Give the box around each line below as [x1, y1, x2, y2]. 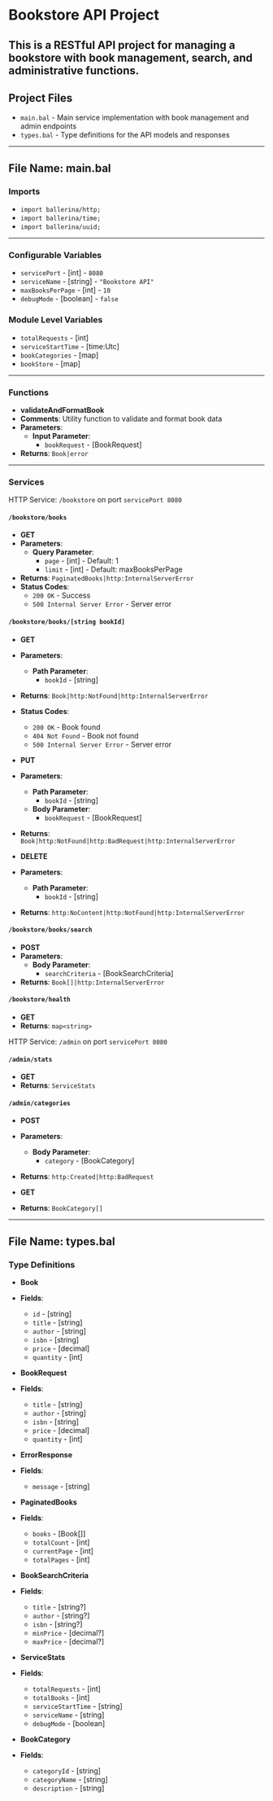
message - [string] [32, 1482, 90, 1492]
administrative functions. [8, 64, 140, 77]
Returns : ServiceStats [19, 1080, 96, 1090]
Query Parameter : [32, 547, 95, 557]
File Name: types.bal [8, 1234, 115, 1248]
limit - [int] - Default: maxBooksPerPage [44, 564, 183, 575]
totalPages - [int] [32, 1555, 90, 1565]
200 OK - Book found [32, 722, 101, 732]
